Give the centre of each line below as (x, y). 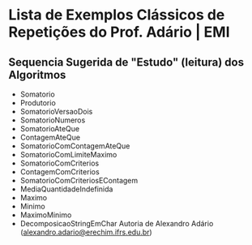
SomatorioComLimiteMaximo (68, 155)
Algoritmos (37, 75)
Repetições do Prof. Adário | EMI (119, 32)
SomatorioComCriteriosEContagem (79, 181)
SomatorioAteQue (49, 129)
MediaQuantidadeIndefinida (66, 189)
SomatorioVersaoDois (56, 112)
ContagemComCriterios (60, 172)
